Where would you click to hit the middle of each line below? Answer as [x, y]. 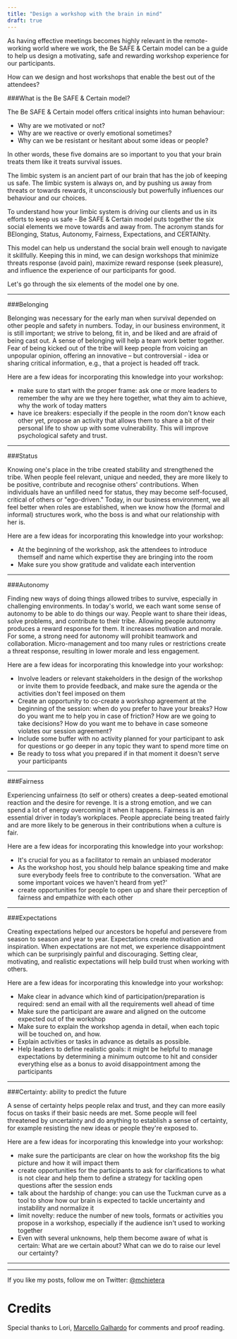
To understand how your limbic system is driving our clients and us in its [112, 211]
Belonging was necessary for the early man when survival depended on [112, 318]
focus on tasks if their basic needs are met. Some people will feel [102, 1113]
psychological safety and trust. [62, 435]
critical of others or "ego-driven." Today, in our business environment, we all [118, 500]
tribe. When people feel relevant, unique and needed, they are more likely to [118, 477]
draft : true [25, 20]
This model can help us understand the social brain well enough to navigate [117, 247]
